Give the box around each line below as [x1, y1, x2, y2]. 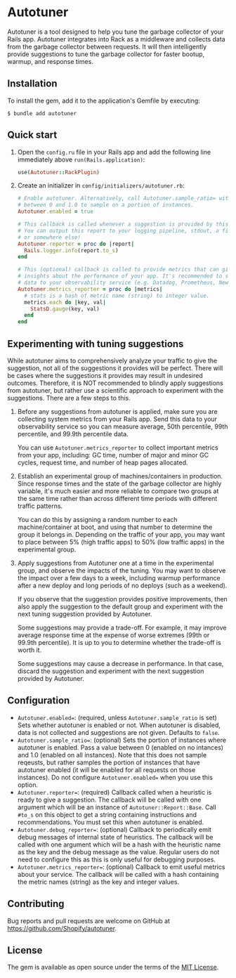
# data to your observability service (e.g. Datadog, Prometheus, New [17, 279, 229, 287]
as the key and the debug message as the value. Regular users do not [17, 847, 220, 856]
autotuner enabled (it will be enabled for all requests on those [17, 765, 196, 774]
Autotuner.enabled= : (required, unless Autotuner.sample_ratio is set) [17, 713, 218, 722]
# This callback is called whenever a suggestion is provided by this [17, 221, 229, 228]
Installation [7, 78, 58, 90]
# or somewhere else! [17, 233, 81, 241]
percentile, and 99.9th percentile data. [17, 430, 129, 438]
